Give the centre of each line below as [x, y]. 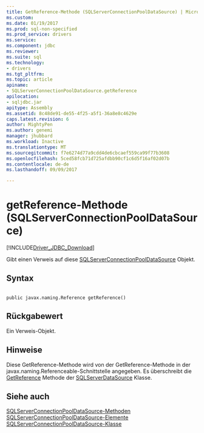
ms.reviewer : [23, 52]
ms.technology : [25, 62]
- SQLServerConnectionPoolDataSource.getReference [72, 91]
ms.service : [21, 40]
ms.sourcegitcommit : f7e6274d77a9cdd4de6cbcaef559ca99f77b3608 [88, 153]
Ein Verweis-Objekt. [31, 331]
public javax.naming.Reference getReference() [66, 298]
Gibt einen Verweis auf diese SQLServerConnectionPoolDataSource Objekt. [101, 260]
